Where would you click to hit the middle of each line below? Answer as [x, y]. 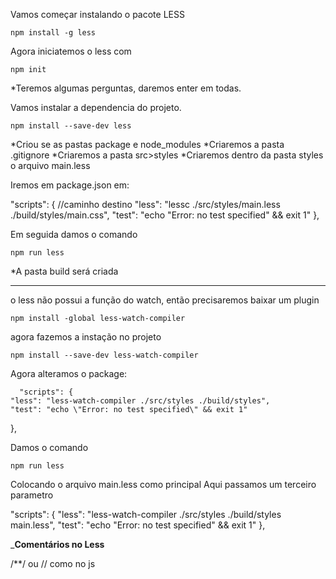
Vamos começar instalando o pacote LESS [97, 14]
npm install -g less [53, 33]
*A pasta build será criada [64, 271]
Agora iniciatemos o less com [71, 51]
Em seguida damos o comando [74, 234]
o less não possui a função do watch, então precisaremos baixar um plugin [165, 300]
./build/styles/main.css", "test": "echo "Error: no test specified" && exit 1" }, [165, 215]
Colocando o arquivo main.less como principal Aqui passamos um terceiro [163, 484]
